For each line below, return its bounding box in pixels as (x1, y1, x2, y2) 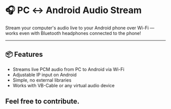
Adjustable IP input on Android (12, 71, 77, 78)
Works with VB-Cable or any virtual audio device (12, 82, 115, 88)
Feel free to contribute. (5, 97, 80, 106)
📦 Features (5, 50, 43, 59)
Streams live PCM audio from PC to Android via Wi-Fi (12, 66, 125, 72)
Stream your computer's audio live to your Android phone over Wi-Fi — (5, 24, 155, 31)
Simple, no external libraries (12, 77, 72, 83)
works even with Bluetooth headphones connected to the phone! (5, 30, 141, 36)
